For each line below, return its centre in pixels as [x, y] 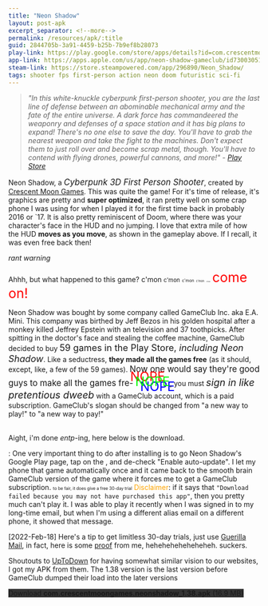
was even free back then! [50, 242]
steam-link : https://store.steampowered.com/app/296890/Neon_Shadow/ [126, 68]
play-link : [26, 53]
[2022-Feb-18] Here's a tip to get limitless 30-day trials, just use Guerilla [127, 536]
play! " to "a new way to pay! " [56, 413]
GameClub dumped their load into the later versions [93, 577]
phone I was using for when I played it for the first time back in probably [126, 208]
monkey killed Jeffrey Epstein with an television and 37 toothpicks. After [127, 329]
